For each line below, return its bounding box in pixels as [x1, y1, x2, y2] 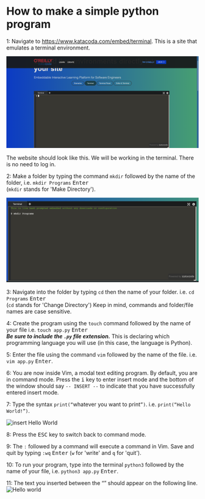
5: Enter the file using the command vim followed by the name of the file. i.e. [6, 351, 197, 358]
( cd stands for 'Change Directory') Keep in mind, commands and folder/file [6, 301, 194, 309]
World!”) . [6, 407, 31, 415]
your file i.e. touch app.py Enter [6, 326, 88, 334]
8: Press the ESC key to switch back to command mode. [6, 431, 146, 438]
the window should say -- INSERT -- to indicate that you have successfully [6, 382, 195, 390]
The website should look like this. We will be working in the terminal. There [6, 154, 194, 161]
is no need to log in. [6, 161, 56, 168]
